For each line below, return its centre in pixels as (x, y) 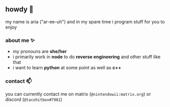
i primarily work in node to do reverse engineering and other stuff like (87, 57)
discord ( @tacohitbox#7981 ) (34, 99)
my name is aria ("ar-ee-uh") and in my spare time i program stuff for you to (85, 21)
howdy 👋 (20, 9)
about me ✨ (20, 40)
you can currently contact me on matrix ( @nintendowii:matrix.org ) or (78, 94)
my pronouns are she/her (40, 51)
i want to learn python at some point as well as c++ (67, 68)
